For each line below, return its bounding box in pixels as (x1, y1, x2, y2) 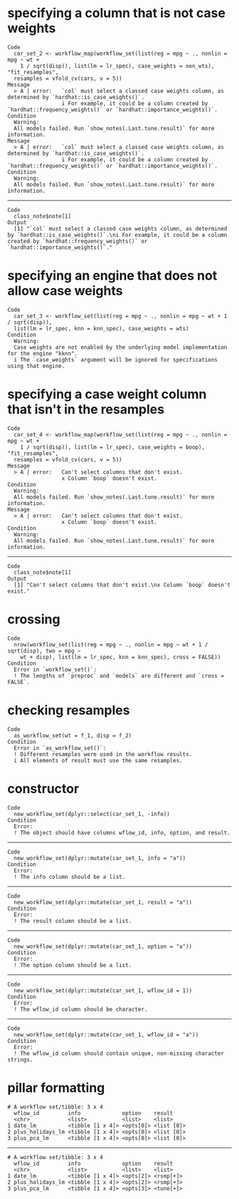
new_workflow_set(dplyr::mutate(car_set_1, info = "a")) (14, 854, 186, 862)
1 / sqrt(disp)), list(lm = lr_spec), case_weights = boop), (20, 444, 205, 451)
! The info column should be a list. (14, 873, 126, 880)
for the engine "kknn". (7, 350, 78, 357)
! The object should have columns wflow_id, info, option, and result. (14, 829, 231, 836)
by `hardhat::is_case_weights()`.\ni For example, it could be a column (7, 231, 228, 238)
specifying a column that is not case (7, 5, 226, 21)
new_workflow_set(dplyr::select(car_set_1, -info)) (14, 810, 171, 817)
